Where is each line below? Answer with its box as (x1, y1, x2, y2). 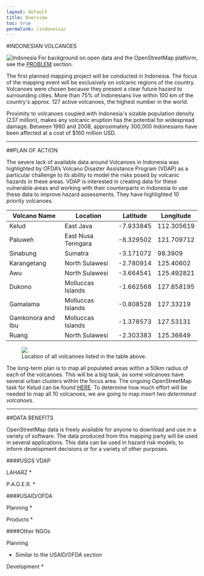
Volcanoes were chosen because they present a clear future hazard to (6, 86, 183, 93)
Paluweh (9, 235, 35, 244)
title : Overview (6, 15, 47, 21)
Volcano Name (12, 212, 56, 220)
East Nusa (64, 232, 94, 240)
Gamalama (9, 300, 40, 308)
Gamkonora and (9, 314, 55, 322)
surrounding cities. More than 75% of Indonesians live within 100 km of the (6, 92, 194, 99)
